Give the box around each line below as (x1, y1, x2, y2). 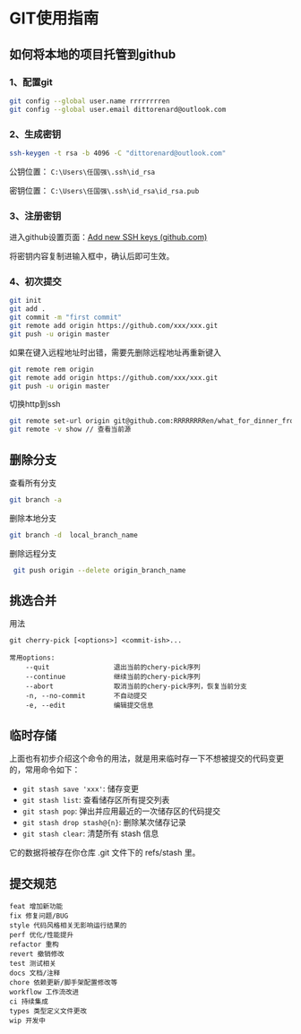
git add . (9, 305, 47, 314)
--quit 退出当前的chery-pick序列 (25, 663, 201, 672)
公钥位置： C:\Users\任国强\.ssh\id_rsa (9, 166, 155, 177)
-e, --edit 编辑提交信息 (25, 701, 154, 711)
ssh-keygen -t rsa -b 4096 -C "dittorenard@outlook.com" (9, 149, 227, 158)
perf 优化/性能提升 (9, 931, 74, 940)
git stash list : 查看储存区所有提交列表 (21, 795, 170, 806)
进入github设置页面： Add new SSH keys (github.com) (9, 232, 208, 243)
